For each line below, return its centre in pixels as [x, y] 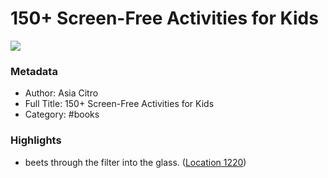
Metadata [34, 71]
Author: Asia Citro [61, 93]
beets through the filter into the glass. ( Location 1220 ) [135, 162]
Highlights [36, 140]
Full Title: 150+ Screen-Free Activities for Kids [119, 104]
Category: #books [62, 114]
